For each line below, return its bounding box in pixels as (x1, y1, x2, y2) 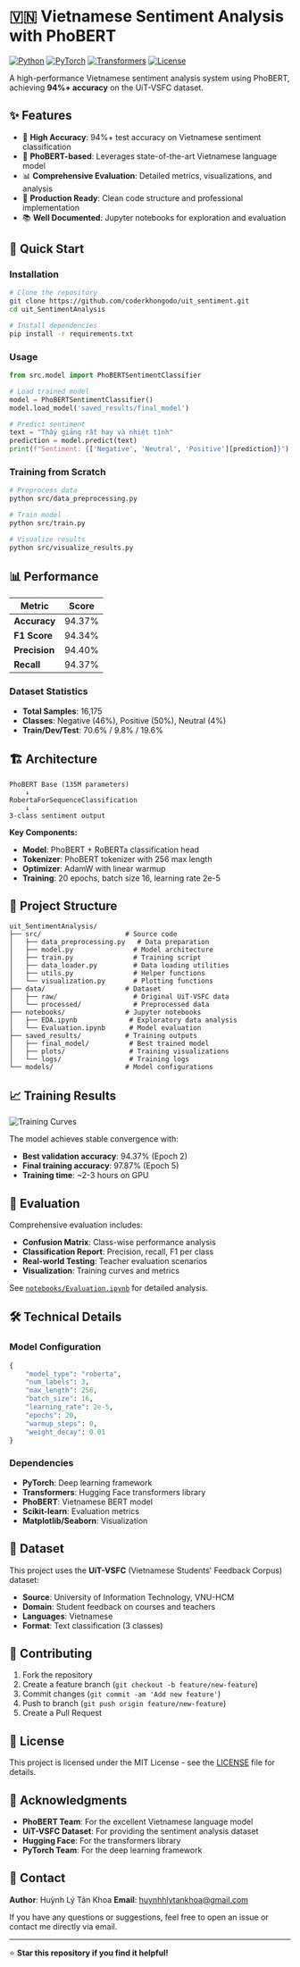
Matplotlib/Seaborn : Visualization (21, 1515, 148, 1526)
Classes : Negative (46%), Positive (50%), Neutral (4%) (21, 715, 227, 725)
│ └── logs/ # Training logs (9, 1055, 190, 1064)
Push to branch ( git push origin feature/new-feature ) (21, 1698, 227, 1709)
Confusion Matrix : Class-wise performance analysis (21, 1237, 216, 1248)
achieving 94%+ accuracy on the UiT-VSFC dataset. (9, 82, 204, 93)
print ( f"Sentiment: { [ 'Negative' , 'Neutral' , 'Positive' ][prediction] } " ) (9, 445, 290, 454)
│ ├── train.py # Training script (9, 953, 202, 962)
